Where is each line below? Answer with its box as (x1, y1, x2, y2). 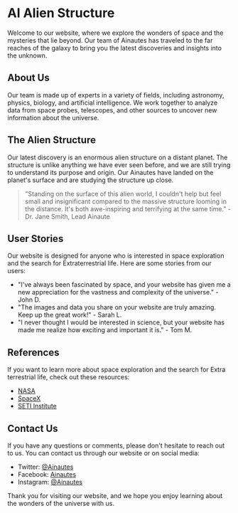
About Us (7, 72, 50, 84)
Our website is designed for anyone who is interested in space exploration (7, 251, 225, 260)
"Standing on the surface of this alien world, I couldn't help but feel (24, 189, 222, 198)
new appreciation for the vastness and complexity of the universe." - (17, 288, 219, 297)
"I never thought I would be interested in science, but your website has (17, 318, 225, 327)
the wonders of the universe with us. (7, 499, 115, 507)
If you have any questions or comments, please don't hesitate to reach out (7, 441, 225, 450)
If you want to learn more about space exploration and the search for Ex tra (7, 365, 226, 374)
